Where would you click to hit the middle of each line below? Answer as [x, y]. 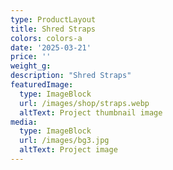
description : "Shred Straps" [71, 76]
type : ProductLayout [53, 19]
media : [24, 122]
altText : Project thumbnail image [91, 112]
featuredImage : [42, 85]
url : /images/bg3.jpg [64, 141]
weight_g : [31, 66]
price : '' [31, 57]
